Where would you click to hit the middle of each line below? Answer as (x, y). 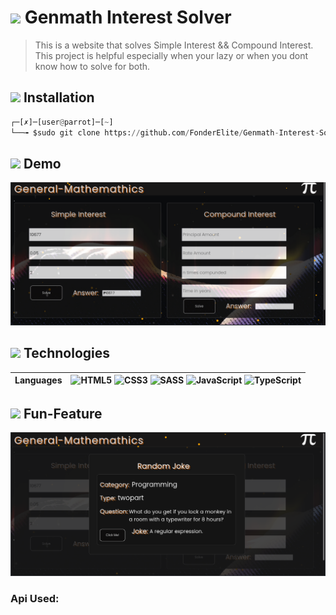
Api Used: (35, 599)
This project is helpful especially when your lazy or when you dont (171, 55)
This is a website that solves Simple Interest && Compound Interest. (174, 45)
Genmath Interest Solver (128, 17)
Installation (59, 97)
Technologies (67, 353)
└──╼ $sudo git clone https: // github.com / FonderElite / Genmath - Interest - (165, 132)
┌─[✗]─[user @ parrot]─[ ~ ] (62, 122)
